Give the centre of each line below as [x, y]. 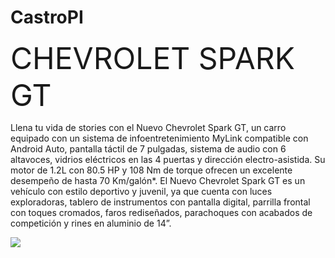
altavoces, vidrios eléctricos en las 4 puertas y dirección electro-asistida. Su [168, 159]
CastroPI [47, 17]
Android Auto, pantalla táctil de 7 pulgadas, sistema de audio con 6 [148, 148]
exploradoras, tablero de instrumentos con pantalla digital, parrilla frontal [160, 202]
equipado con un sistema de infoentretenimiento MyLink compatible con [159, 138]
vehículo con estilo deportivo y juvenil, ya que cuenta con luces [141, 191]
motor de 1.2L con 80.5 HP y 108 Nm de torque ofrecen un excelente [151, 170]
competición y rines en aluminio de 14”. [91, 223]
